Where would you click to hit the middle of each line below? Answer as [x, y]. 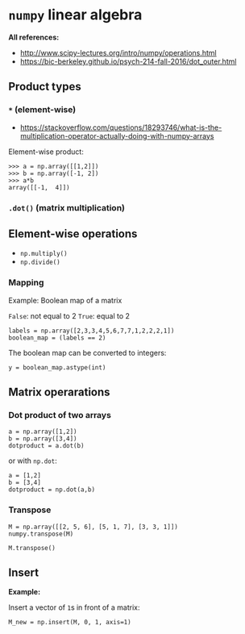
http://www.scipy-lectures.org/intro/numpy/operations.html [118, 52]
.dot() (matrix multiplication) [67, 207]
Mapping [26, 282]
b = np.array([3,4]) [43, 439]
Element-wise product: [46, 152]
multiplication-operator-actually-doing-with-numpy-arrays [117, 136]
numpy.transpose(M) [41, 534]
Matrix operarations [59, 392]
